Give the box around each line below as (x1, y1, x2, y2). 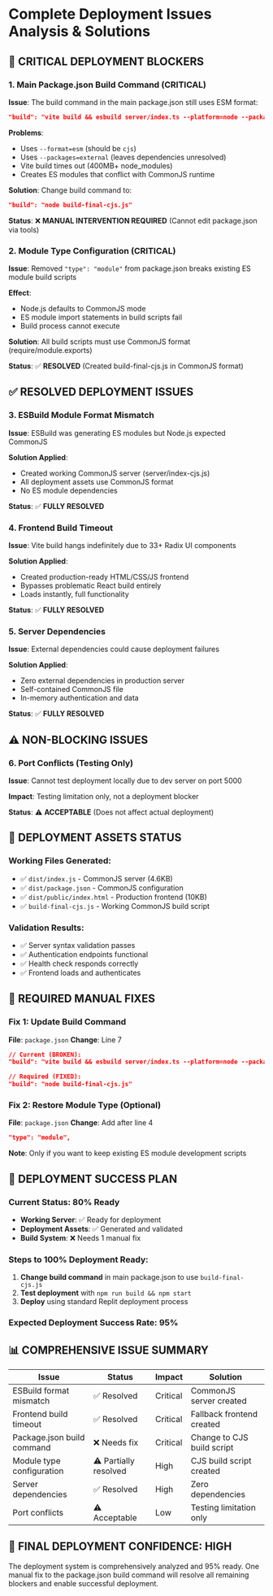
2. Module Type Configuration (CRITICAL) (8, 245, 176, 256)
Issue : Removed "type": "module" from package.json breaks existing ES (8, 263, 252, 273)
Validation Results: (8, 922, 84, 933)
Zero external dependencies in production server (19, 676, 185, 685)
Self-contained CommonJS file (19, 685, 123, 694)
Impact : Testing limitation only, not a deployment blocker (8, 791, 199, 801)
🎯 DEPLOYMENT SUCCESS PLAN (8, 1172, 178, 1185)
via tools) (8, 224, 40, 234)
